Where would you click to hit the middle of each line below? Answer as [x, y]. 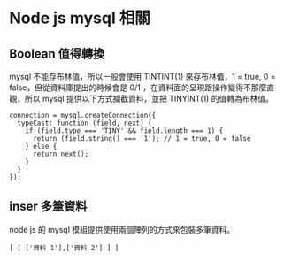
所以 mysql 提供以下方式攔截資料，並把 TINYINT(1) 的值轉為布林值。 [149, 99]
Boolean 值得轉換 [57, 54]
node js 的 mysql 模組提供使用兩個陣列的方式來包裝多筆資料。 [122, 229]
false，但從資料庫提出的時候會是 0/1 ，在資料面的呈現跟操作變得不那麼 [138, 88]
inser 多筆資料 [48, 207]
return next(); [61, 154]
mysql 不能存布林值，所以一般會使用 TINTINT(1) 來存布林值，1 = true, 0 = [142, 77]
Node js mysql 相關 [80, 18]
